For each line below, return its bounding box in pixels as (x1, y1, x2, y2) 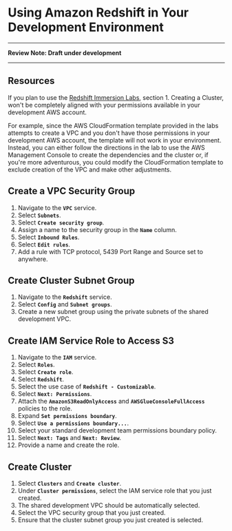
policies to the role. (17, 404, 73, 413)
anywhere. (17, 255, 48, 263)
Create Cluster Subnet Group (8, 274, 135, 287)
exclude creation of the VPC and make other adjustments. (8, 165, 172, 174)
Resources (8, 75, 55, 87)
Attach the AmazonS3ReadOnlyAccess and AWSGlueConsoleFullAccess (17, 397, 205, 406)
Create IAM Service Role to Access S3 (8, 335, 174, 346)
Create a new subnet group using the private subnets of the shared (17, 308, 209, 316)
